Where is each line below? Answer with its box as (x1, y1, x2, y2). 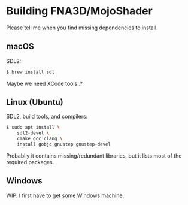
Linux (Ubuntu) (6, 97, 64, 107)
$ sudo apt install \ (6, 125, 60, 131)
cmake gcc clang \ (17, 136, 63, 142)
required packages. (6, 158, 54, 165)
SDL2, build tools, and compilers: (6, 113, 88, 120)
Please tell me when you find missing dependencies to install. (6, 24, 158, 31)
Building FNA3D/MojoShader (6, 4, 153, 18)
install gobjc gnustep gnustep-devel (17, 141, 111, 147)
